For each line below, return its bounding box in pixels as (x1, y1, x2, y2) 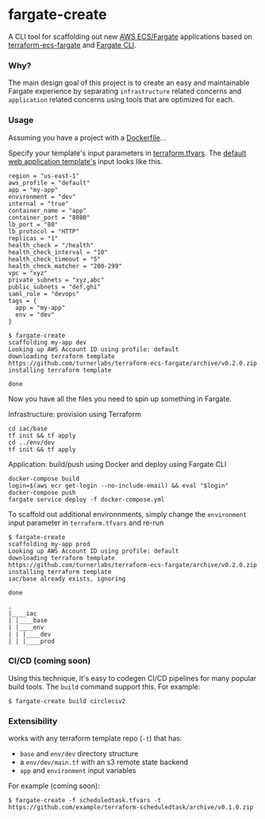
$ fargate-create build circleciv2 (8, 697, 126, 705)
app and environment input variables (19, 766, 136, 775)
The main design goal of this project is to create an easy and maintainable (8, 78, 250, 88)
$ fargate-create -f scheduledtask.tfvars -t (8, 797, 161, 805)
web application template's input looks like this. (8, 156, 163, 166)
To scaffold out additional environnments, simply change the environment (8, 509, 248, 519)
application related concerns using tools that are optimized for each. (8, 95, 235, 105)
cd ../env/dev (8, 438, 56, 446)
